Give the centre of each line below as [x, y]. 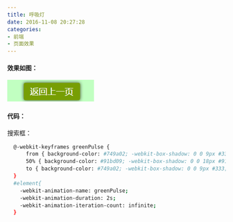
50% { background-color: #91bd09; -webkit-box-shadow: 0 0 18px [120, 162]
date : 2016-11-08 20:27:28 [46, 22]
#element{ [27, 183]
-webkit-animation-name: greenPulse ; [74, 191]
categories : [24, 29]
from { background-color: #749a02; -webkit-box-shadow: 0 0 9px [120, 154]
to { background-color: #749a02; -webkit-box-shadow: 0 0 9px [117, 169]
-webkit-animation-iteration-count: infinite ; [88, 205]
